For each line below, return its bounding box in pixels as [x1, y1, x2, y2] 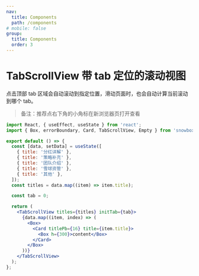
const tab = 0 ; [11, 193, 49, 199]
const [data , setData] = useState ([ [11, 144, 102, 150]
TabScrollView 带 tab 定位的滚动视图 [6, 69, 187, 83]
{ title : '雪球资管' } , [17, 166, 72, 172]
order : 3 [11, 42, 33, 48]
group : [6, 31, 23, 37]
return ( [11, 204, 33, 210]
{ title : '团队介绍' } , [17, 160, 72, 166]
